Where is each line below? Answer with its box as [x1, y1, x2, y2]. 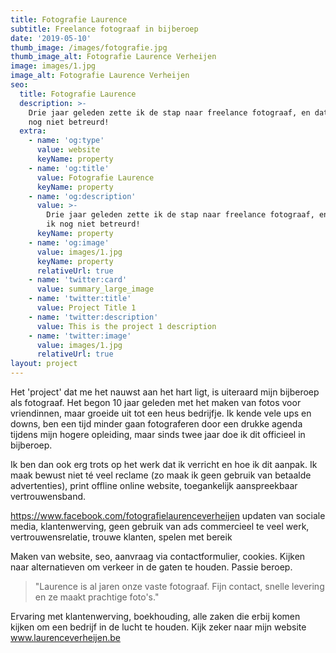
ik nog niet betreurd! [46, 219, 141, 230]
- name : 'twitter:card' [28, 275, 128, 285]
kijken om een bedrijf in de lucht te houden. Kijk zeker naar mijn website [10, 621, 307, 633]
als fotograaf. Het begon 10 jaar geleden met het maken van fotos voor [10, 397, 302, 408]
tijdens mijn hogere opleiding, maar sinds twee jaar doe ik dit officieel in [10, 429, 306, 440]
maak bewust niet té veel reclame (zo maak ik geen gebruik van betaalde [10, 469, 312, 481]
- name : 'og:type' [28, 136, 105, 146]
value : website [36, 145, 101, 155]
